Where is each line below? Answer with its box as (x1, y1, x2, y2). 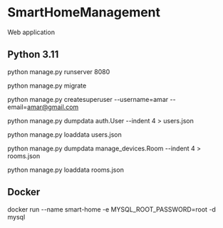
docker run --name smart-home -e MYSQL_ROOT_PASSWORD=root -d (7, 204, 216, 214)
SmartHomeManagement (7, 4, 161, 21)
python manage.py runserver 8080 (7, 67, 110, 76)
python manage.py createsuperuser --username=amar (7, 95, 169, 103)
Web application (7, 28, 56, 36)
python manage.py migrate (7, 81, 87, 90)
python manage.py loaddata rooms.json (7, 165, 125, 174)
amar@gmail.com (27, 103, 79, 111)
